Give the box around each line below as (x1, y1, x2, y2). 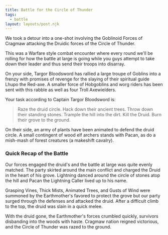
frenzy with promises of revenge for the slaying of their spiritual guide (5, 76, 149, 82)
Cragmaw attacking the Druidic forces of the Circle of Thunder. (5, 41, 136, 47)
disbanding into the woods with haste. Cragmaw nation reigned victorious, (5, 218, 159, 224)
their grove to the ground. (17, 117, 71, 123)
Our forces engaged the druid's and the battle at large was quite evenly (5, 162, 153, 168)
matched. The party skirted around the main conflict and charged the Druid (5, 167, 160, 173)
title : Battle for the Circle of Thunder (5, 7, 93, 13)
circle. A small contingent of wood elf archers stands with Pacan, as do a (5, 132, 156, 138)
